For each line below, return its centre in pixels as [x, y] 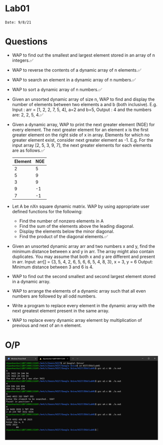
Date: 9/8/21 [18, 22]
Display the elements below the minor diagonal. [67, 231]
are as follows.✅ [28, 150]
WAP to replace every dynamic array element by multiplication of [77, 320]
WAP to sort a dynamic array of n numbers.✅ [57, 89]
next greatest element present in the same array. [61, 311]
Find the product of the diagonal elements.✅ [64, 237]
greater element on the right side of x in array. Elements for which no [81, 135]
